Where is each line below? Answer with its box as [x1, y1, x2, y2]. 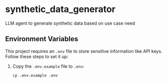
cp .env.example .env [12, 73, 58, 78]
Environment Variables [5, 35, 78, 43]
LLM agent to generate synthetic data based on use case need [5, 20, 135, 26]
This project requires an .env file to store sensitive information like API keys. [5, 48, 162, 54]
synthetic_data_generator [5, 4, 116, 15]
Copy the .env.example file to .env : [12, 63, 85, 69]
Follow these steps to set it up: [5, 53, 69, 59]
